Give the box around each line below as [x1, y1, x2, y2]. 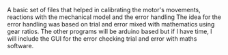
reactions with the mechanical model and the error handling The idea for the [7, 13, 222, 21]
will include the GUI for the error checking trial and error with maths [7, 35, 197, 43]
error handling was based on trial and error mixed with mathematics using [7, 20, 215, 28]
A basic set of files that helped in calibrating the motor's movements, [7, 6, 201, 14]
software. [7, 42, 34, 50]
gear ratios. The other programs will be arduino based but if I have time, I [7, 27, 213, 35]
